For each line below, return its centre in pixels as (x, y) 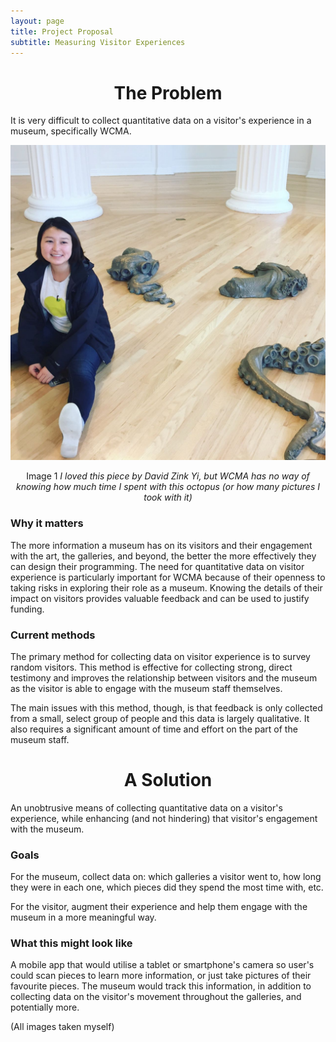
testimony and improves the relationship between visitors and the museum (164, 677)
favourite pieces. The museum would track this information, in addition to (161, 986)
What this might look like (71, 943)
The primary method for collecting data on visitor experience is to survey (160, 656)
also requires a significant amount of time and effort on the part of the (154, 729)
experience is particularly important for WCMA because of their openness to (168, 577)
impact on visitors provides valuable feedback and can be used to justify (160, 598)
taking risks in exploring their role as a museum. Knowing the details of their (166, 587)
